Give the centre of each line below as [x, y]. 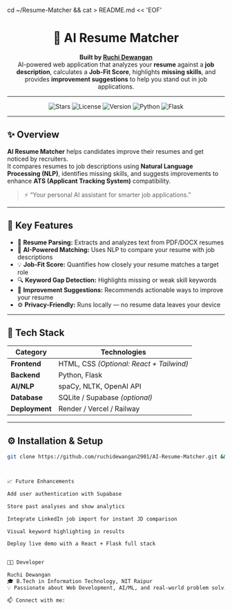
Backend [25, 375]
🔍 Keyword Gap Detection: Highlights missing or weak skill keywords [117, 280]
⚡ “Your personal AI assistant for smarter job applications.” [107, 195]
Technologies [123, 352]
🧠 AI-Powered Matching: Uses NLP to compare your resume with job [116, 249]
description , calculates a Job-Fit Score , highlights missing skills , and [116, 71]
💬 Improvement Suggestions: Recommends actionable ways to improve [120, 289]
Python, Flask [80, 375]
